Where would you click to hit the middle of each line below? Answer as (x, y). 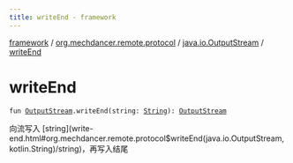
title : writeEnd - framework (63, 17)
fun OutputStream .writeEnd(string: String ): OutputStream (118, 111)
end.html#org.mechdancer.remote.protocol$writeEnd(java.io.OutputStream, (147, 138)
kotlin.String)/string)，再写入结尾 (69, 148)
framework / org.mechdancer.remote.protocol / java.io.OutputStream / (137, 42)
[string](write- (68, 128)
